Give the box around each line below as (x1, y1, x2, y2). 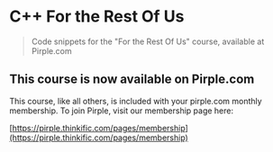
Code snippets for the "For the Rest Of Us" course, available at (31, 36, 265, 47)
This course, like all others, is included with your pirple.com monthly (9, 95, 263, 106)
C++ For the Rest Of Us (9, 6, 185, 27)
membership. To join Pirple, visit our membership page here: (9, 105, 234, 116)
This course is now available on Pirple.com (9, 72, 255, 87)
